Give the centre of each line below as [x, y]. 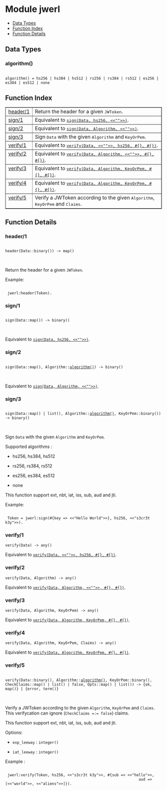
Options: [14, 732]
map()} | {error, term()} [32, 689]
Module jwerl [33, 9]
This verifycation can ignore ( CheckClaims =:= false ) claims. [67, 713]
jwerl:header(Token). [30, 293]
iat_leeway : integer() [35, 752]
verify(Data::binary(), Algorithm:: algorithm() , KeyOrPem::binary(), [79, 680]
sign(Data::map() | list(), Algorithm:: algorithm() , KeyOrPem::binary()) [83, 414]
